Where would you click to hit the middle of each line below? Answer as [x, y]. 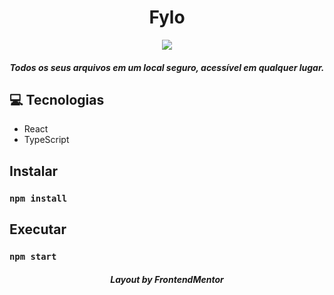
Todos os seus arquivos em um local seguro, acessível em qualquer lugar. [167, 67]
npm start [33, 256]
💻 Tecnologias [57, 99]
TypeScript [46, 140]
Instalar [34, 171]
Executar [38, 229]
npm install [38, 198]
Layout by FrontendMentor [167, 279]
